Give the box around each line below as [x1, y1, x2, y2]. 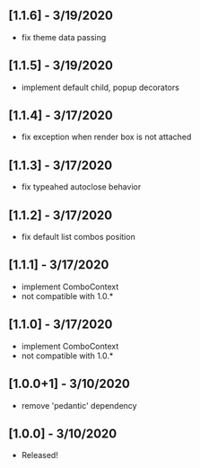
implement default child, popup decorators [21, 82, 180, 93]
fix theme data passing [21, 31, 107, 42]
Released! [21, 450, 59, 461]
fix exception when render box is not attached [21, 131, 192, 143]
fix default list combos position [21, 232, 135, 243]
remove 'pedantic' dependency [21, 400, 137, 411]
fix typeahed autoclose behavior [21, 181, 142, 192]
